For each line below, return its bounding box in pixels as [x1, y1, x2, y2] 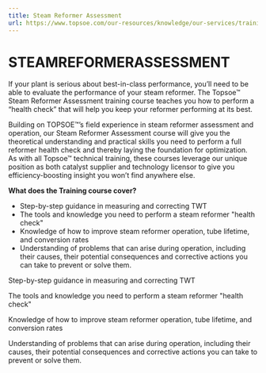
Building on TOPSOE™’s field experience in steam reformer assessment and [8, 120, 254, 129]
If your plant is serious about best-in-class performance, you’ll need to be [8, 79, 249, 89]
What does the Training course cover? [8, 186, 137, 195]
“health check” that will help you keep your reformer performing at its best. [8, 105, 253, 114]
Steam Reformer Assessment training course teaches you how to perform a [8, 96, 255, 106]
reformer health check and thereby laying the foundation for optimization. [8, 145, 248, 155]
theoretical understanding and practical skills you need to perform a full [8, 137, 241, 147]
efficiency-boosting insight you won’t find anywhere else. [8, 171, 196, 180]
